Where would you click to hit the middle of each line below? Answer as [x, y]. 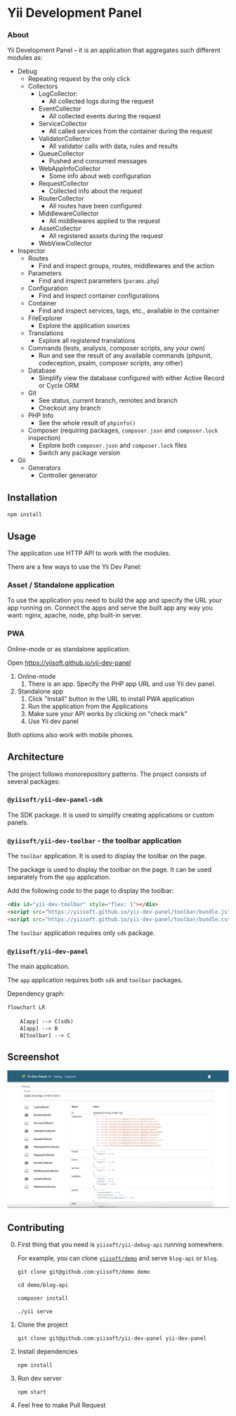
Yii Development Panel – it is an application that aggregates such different [114, 50]
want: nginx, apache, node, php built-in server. [75, 615]
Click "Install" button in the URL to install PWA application [111, 698]
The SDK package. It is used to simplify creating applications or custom [111, 815]
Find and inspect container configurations [99, 296]
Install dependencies [48, 1352]
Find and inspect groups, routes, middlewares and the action [126, 266]
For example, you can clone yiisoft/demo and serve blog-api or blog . [118, 1258]
